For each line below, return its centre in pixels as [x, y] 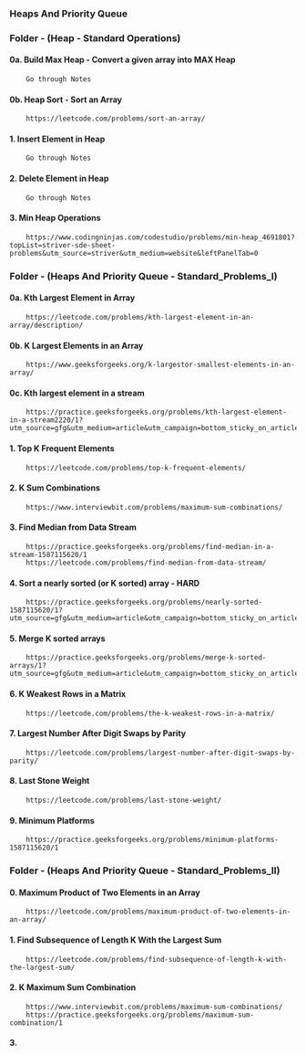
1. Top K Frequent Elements [62, 448]
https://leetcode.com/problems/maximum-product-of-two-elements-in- [158, 912]
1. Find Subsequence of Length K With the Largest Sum [116, 940]
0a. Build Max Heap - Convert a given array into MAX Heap [122, 60]
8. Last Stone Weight [50, 781]
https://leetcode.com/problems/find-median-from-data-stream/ [146, 563]
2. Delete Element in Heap [59, 179]
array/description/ [46, 325]
